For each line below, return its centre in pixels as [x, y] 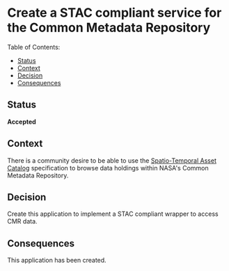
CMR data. [22, 221]
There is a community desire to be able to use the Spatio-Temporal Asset [112, 160]
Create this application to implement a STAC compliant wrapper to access [113, 214]
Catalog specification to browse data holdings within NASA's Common [108, 168]
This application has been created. [57, 261]
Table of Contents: [34, 47]
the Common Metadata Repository [109, 28]
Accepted [22, 122]
